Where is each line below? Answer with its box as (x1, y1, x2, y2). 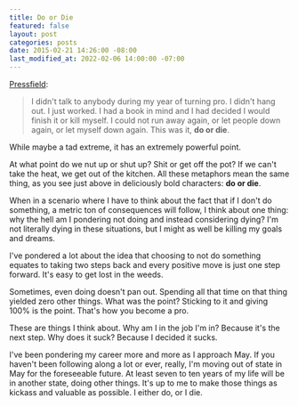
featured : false (9, 21, 69, 30)
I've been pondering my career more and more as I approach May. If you (9, 349, 276, 360)
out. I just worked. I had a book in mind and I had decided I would (30, 106, 270, 116)
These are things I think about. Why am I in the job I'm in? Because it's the (9, 322, 280, 333)
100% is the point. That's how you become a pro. (9, 305, 189, 316)
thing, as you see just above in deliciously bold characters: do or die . (9, 178, 262, 188)
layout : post (9, 29, 58, 38)
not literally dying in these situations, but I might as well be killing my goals (9, 223, 283, 234)
